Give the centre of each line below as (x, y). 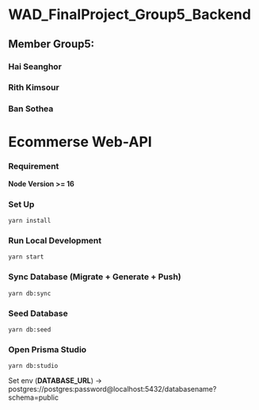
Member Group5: (51, 44)
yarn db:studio (33, 366)
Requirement (34, 167)
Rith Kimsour (34, 87)
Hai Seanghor (35, 67)
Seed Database (38, 313)
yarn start (26, 257)
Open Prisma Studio (48, 349)
